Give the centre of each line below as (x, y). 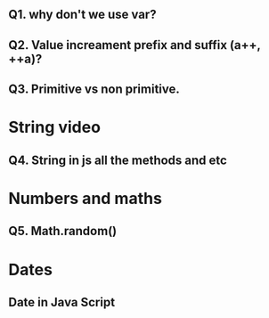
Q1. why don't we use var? (82, 15)
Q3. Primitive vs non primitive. (94, 90)
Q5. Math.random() (63, 231)
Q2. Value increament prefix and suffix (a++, (134, 45)
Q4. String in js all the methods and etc (118, 160)
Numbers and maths (85, 198)
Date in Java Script (62, 302)
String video (55, 127)
